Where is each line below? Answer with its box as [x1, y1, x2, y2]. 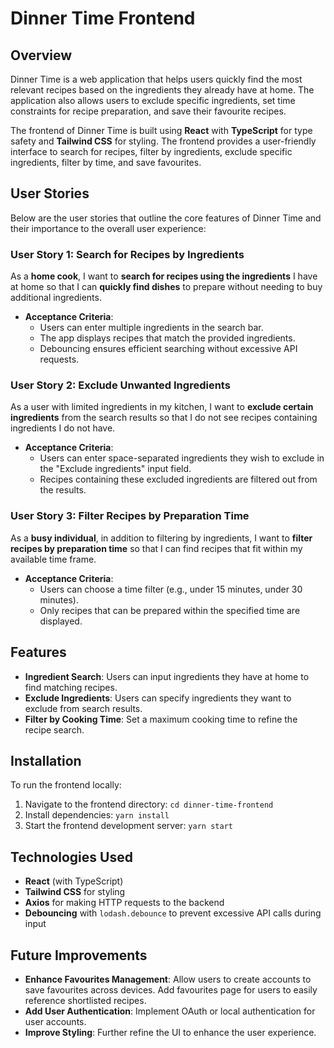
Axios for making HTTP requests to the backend [24, 897, 225, 909]
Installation [10, 752, 82, 769]
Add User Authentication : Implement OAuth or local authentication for [24, 1005, 316, 1017]
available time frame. [10, 553, 97, 565]
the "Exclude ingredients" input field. [39, 463, 192, 475]
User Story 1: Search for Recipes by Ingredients [10, 247, 245, 261]
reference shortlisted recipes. [24, 994, 147, 1006]
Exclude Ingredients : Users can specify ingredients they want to [24, 692, 292, 704]
